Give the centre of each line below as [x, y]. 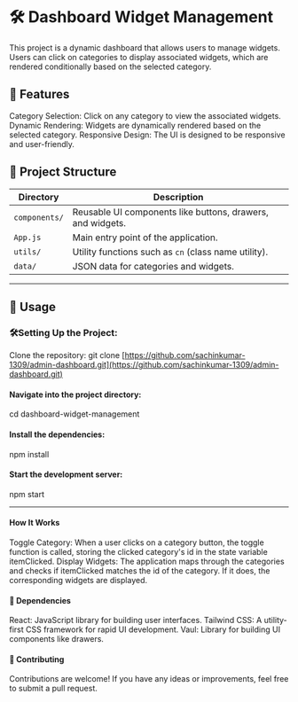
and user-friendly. [42, 144]
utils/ [27, 252]
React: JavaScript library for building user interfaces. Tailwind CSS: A [136, 620]
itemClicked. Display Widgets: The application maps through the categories [147, 562]
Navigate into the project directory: [75, 394]
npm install [29, 454]
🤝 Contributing [37, 659]
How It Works [35, 523]
